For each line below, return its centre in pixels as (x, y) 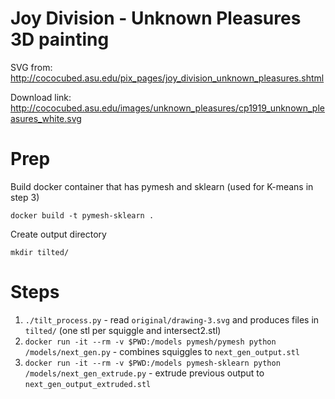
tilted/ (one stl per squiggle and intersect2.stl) (123, 330)
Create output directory (58, 234)
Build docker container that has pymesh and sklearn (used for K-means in (162, 186)
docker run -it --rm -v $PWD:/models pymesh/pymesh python (150, 342)
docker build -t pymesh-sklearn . (82, 215)
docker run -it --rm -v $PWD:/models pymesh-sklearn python (152, 363)
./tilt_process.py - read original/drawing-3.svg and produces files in (172, 319)
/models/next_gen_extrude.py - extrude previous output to (144, 373)
